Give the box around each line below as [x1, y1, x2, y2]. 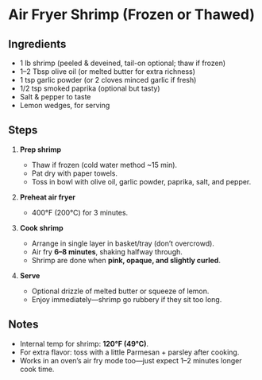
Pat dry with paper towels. [31, 169, 118, 178]
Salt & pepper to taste [19, 92, 91, 101]
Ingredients [8, 37, 67, 51]
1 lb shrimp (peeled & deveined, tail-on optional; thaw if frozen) [19, 58, 226, 68]
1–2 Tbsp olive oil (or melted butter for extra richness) [19, 67, 196, 76]
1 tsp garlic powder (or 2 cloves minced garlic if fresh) [19, 76, 197, 84]
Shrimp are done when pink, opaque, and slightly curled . [31, 255, 221, 265]
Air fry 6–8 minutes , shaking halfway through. [31, 246, 183, 256]
